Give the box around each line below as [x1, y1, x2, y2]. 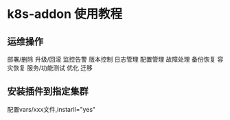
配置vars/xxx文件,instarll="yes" [7, 105, 96, 113]
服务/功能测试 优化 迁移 [26, 64, 93, 72]
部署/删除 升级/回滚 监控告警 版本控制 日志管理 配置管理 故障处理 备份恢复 [7, 56, 216, 63]
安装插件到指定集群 [7, 86, 89, 97]
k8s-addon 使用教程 [7, 6, 123, 22]
